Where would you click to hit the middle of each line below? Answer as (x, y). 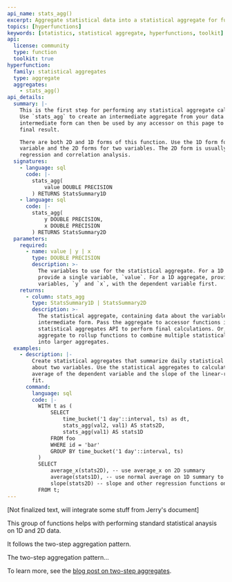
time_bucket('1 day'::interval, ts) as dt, (126, 419)
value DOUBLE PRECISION (78, 187)
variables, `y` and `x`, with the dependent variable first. (127, 284)
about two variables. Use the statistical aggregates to (115, 368)
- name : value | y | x (58, 252)
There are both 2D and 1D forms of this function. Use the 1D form (118, 142)
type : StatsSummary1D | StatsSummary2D (89, 303)
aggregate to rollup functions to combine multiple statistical (132, 335)
